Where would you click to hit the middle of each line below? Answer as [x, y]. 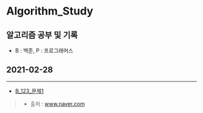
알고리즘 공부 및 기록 [42, 35]
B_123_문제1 [29, 91]
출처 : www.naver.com [57, 103]
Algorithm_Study [50, 11]
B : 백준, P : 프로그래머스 [44, 50]
